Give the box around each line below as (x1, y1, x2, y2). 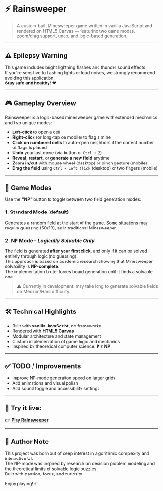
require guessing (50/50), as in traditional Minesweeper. (5, 225, 117, 230)
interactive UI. (5, 456, 33, 461)
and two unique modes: (5, 119, 52, 126)
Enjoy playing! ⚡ (5, 481, 37, 487)
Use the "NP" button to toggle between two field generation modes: (5, 196, 142, 202)
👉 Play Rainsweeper (5, 417, 49, 423)
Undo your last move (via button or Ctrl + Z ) (12, 149, 102, 155)
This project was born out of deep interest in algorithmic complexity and (5, 450, 149, 456)
